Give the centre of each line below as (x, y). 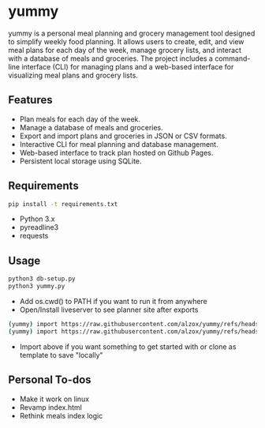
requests (34, 236)
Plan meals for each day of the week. (80, 119)
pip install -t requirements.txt (63, 204)
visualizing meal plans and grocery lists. (73, 75)
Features (30, 100)
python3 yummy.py (37, 287)
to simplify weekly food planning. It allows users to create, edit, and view (126, 41)
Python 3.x (37, 219)
